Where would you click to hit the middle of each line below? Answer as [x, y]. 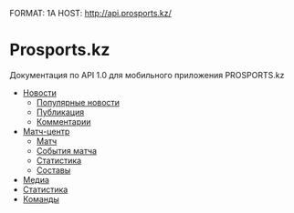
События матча [67, 150]
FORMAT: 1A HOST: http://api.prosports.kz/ [90, 13]
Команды [41, 198]
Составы [53, 170]
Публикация [60, 112]
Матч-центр [46, 131]
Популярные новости [78, 102]
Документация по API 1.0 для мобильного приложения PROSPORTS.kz [147, 75]
